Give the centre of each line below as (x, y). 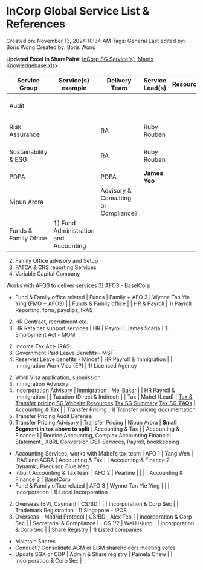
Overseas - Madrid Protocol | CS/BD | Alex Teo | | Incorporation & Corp (103, 517)
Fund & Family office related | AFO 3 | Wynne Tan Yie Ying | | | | (94, 485)
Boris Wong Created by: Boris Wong (51, 47)
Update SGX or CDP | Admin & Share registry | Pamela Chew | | (94, 554)
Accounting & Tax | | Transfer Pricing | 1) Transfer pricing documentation (105, 409)
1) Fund (65, 223)
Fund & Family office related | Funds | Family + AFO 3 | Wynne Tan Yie (102, 297)
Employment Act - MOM (45, 334)
